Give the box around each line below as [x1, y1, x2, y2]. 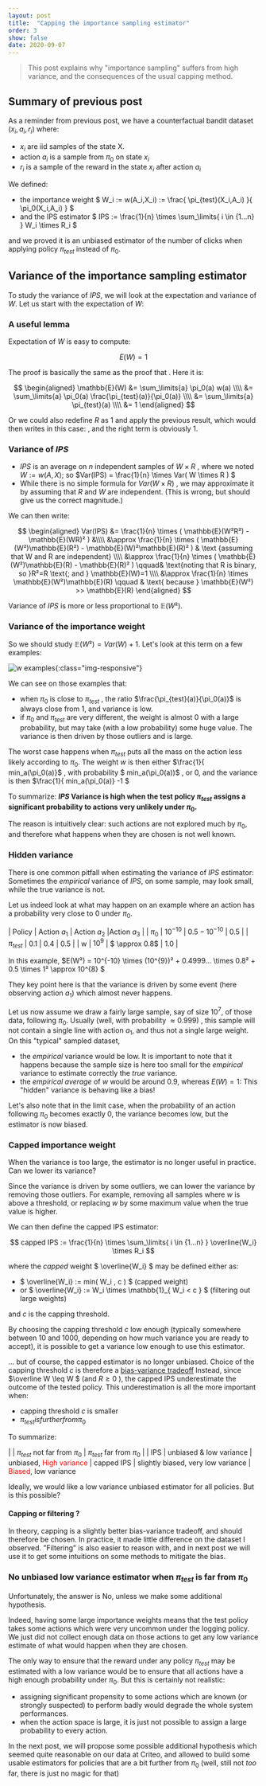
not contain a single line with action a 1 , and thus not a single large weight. [8, 1026, 249, 1038]
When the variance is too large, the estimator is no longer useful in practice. [8, 1158, 256, 1167]
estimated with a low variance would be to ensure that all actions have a [8, 1666, 244, 1676]
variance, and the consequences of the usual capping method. [27, 72, 233, 81]
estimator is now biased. [8, 1120, 89, 1129]
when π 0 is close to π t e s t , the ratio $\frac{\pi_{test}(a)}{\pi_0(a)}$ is [19, 694, 242, 705]
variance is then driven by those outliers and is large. [19, 732, 193, 741]
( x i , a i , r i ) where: [8, 124, 60, 135]
